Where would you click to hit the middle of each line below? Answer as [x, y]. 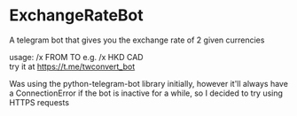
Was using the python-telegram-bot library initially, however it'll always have [148, 83]
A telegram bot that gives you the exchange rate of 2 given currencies [137, 40]
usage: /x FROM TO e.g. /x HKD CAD [76, 57]
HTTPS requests [39, 102]
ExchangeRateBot [76, 15]
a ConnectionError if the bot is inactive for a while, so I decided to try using [146, 93]
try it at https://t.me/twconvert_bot [72, 66]
